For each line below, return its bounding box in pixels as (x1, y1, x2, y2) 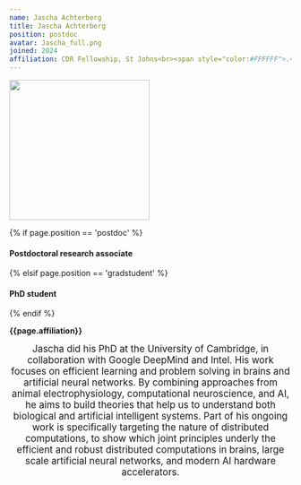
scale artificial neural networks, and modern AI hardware (25, 455, 276, 467)
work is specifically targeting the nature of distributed (31, 421, 270, 434)
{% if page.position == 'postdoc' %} (9, 228, 143, 238)
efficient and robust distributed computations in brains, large (16, 444, 285, 456)
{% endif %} (9, 308, 56, 319)
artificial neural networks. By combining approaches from (23, 377, 278, 389)
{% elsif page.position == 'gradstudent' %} (9, 268, 168, 279)
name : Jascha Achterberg (9, 13, 102, 22)
